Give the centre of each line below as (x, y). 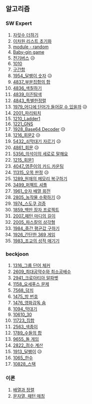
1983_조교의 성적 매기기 (36, 241)
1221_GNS (23, 124)
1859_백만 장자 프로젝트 (36, 209)
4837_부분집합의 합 (32, 82)
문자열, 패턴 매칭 (29, 396)
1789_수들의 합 (27, 333)
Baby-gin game (28, 52)
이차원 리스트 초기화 (32, 41)
